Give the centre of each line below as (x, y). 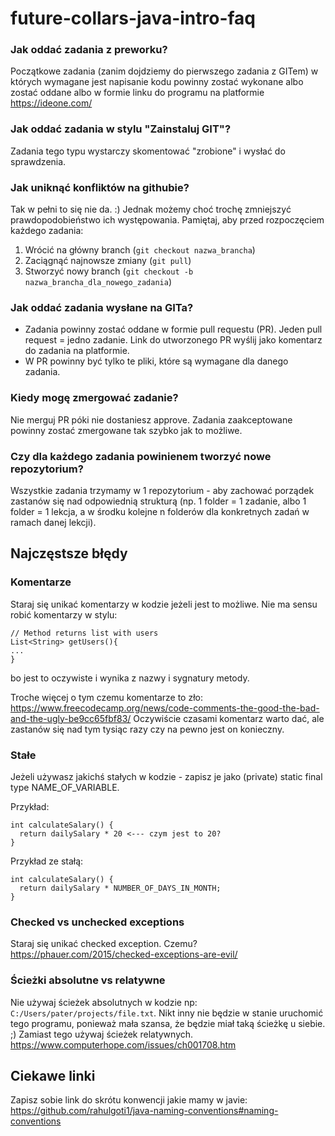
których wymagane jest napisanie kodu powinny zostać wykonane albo (157, 82)
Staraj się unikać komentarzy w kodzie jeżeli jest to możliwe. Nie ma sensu (164, 604)
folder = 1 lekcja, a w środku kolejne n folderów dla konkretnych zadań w (160, 511)
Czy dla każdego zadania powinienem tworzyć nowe (141, 456)
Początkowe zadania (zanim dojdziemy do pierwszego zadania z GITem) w (164, 71)
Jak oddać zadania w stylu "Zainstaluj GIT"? (121, 129)
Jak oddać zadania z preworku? (89, 50)
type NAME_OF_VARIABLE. (65, 787)
